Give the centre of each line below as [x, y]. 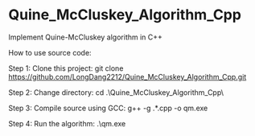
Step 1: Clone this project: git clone [66, 68]
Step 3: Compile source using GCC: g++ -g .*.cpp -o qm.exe [108, 108]
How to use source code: [50, 52]
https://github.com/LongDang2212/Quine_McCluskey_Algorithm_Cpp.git [127, 76]
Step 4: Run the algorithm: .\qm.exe [67, 123]
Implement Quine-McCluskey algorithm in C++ [86, 37]
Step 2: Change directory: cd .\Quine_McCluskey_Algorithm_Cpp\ [116, 92]
